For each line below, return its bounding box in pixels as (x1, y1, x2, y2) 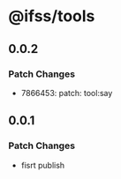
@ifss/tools (8, 6, 95, 26)
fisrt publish (20, 160, 65, 170)
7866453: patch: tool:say (20, 87, 113, 98)
